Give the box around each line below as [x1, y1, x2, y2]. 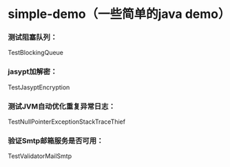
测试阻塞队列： [8, 32, 58, 42]
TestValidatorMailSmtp [8, 152, 72, 160]
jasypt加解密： [8, 67, 58, 76]
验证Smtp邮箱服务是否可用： [8, 136, 104, 145]
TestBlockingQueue [8, 49, 64, 57]
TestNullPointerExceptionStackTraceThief [8, 118, 126, 126]
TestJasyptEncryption [8, 83, 70, 91]
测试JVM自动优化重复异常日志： [8, 101, 116, 111]
